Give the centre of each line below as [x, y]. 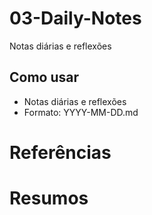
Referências [60, 152]
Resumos [49, 198]
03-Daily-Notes [75, 18]
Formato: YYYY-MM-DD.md [81, 112]
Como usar [44, 77]
